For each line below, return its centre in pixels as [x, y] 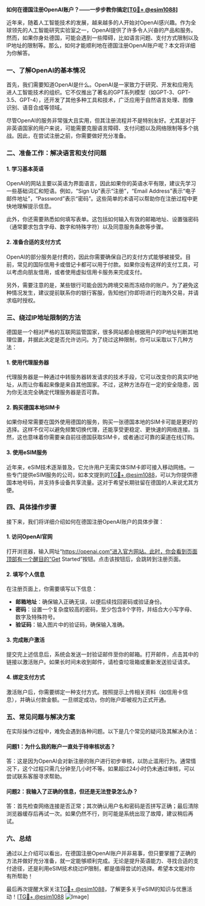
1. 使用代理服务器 [28, 362]
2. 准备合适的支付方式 [34, 242]
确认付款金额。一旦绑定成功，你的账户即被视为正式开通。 [97, 699]
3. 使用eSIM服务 [27, 452]
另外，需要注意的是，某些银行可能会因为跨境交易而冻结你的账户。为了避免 [100, 285]
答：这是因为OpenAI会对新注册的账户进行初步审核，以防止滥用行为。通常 [99, 761]
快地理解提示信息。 [31, 206]
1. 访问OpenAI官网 [30, 537]
